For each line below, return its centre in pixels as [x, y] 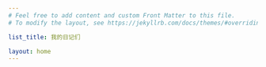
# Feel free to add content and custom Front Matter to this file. [122, 15]
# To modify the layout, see [56, 23]
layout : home [30, 51]
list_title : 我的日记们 [44, 37]
